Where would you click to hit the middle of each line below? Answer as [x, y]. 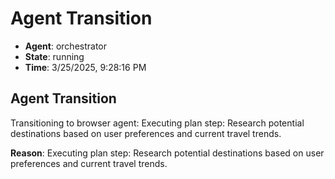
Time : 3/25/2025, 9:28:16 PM [85, 67]
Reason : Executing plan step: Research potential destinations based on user [167, 153]
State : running [54, 56]
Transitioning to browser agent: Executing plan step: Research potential [157, 123]
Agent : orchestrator [66, 46]
